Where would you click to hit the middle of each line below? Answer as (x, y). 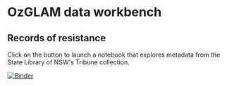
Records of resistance (57, 38)
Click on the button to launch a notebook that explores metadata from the (114, 55)
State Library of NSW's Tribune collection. (68, 62)
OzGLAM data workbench (85, 12)
